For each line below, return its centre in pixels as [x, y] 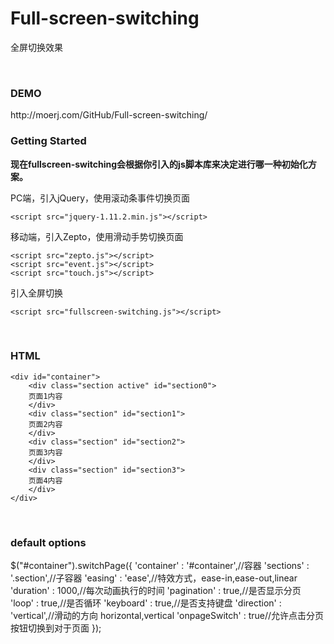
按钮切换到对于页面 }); [56, 628]
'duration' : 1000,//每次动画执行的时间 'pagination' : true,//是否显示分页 [156, 591]
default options [48, 542]
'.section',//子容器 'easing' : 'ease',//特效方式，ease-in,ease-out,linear [154, 578]
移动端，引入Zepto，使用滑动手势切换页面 [97, 236]
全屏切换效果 [36, 47]
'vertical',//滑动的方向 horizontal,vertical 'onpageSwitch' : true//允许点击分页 [167, 616]
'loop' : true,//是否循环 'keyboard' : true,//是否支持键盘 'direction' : [146, 603]
